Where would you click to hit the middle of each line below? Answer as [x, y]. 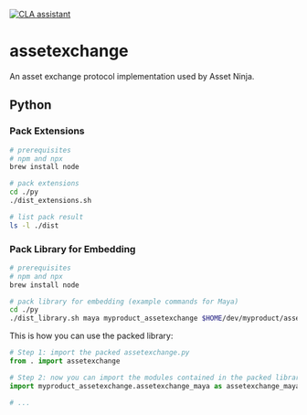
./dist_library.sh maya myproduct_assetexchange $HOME [116, 319]
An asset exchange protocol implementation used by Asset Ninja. [132, 76]
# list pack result [47, 217]
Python [31, 105]
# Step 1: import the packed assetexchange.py [100, 353]
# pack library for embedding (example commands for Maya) [124, 302]
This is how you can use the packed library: [91, 336]
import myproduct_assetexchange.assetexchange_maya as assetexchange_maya [155, 386]
